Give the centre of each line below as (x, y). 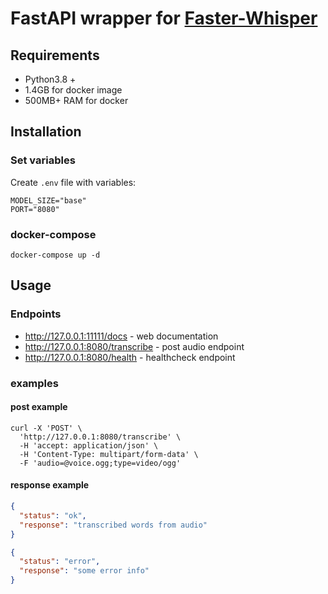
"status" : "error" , (60, 562)
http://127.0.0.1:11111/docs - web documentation (121, 336)
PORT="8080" (35, 209)
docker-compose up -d (55, 255)
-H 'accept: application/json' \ (89, 445)
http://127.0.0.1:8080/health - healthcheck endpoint (130, 357)
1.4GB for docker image (73, 90)
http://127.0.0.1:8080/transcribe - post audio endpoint (134, 346)
